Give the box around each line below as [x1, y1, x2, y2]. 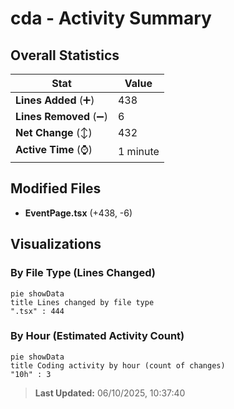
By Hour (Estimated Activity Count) [10, 329, 185, 343]
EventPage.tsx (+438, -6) [24, 207, 133, 219]
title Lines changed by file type [10, 297, 155, 307]
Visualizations [10, 236, 102, 253]
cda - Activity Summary [10, 7, 212, 30]
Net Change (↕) [15, 126, 93, 139]
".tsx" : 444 [10, 306, 65, 316]
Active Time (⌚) [15, 143, 93, 156]
